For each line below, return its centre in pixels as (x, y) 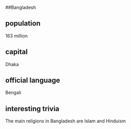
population (23, 23)
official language (33, 81)
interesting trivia (32, 109)
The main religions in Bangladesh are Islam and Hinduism (66, 121)
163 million (17, 36)
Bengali (13, 93)
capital (17, 52)
